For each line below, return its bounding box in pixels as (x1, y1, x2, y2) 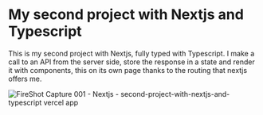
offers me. (8, 74, 42, 83)
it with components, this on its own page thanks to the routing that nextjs (8, 65, 248, 75)
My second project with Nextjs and (8, 6, 245, 24)
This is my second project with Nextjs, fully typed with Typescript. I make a (8, 48, 255, 58)
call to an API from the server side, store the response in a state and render (8, 57, 255, 67)
